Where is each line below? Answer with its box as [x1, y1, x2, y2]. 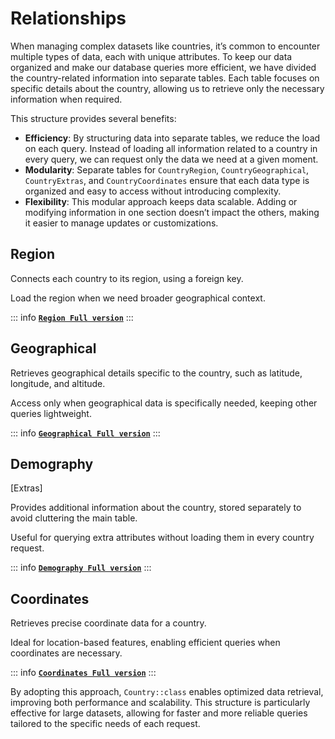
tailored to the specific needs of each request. [10, 718, 201, 730]
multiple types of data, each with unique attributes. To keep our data [10, 50, 293, 62]
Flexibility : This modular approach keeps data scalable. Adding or [24, 195, 298, 207]
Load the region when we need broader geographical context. [10, 292, 266, 304]
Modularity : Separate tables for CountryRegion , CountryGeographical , [24, 163, 310, 176]
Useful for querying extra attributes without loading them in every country [10, 532, 315, 544]
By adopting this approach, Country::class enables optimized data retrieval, [10, 686, 324, 698]
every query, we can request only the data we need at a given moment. [24, 153, 319, 165]
